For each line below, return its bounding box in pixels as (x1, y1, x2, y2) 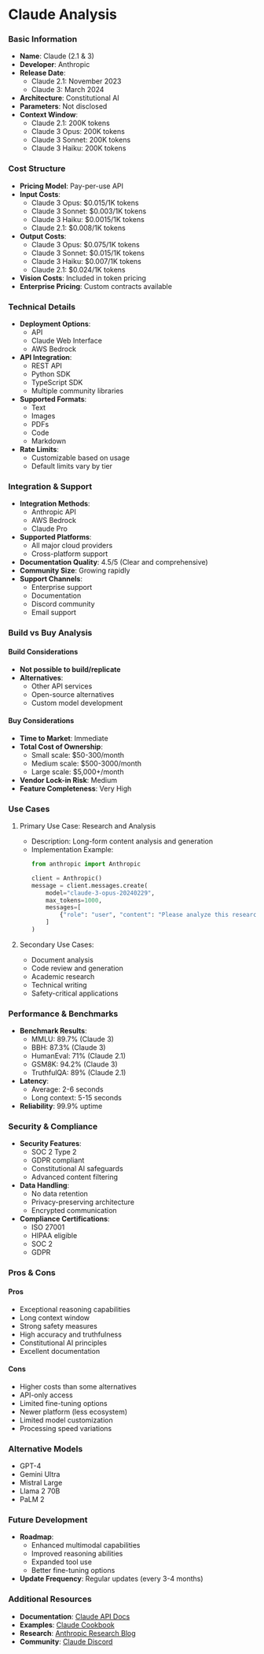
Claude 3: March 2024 (31, 85, 104, 95)
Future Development (8, 1515, 88, 1526)
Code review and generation (31, 963, 123, 973)
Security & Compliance (8, 1121, 98, 1132)
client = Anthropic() (31, 874, 102, 882)
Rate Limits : (19, 445, 59, 454)
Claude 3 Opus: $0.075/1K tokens (31, 239, 140, 249)
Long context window (19, 1313, 90, 1322)
